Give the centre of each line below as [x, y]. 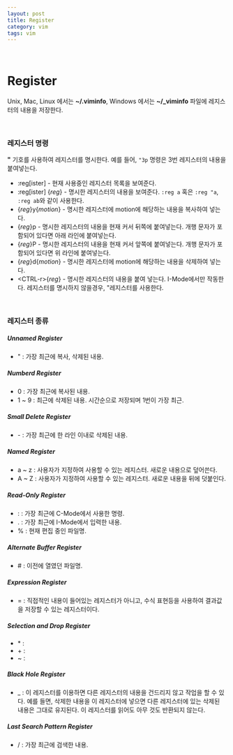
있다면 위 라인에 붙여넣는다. [73, 253]
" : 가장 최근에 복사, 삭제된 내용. [60, 357]
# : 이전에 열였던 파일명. [50, 566]
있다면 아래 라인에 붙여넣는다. [76, 236]
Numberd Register [34, 373]
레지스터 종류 [28, 321]
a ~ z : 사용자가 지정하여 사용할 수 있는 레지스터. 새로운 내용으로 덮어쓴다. [117, 470]
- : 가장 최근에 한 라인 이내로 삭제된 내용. [72, 435]
